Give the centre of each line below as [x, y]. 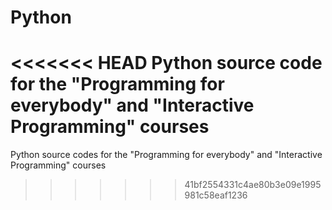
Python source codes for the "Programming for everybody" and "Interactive [166, 155]
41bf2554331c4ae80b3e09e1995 [253, 185]
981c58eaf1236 [216, 195]
